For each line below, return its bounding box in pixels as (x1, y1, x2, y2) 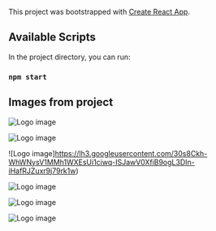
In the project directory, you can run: (8, 52, 131, 62)
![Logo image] (8, 148, 55, 158)
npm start (8, 72, 47, 81)
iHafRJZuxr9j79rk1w (8, 166, 76, 176)
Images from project (8, 95, 114, 109)
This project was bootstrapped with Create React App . (8, 7, 191, 16)
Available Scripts (8, 30, 96, 44)
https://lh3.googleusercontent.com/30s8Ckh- (54, 148, 208, 158)
